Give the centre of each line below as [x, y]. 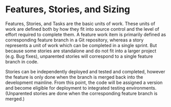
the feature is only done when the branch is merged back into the [74, 77]
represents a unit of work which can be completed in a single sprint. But [81, 45]
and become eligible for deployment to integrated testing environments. [81, 88]
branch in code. [22, 61]
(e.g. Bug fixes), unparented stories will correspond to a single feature [79, 56]
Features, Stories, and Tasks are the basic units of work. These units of [80, 24]
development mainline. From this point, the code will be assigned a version [84, 82]
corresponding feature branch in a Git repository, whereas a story [74, 40]
